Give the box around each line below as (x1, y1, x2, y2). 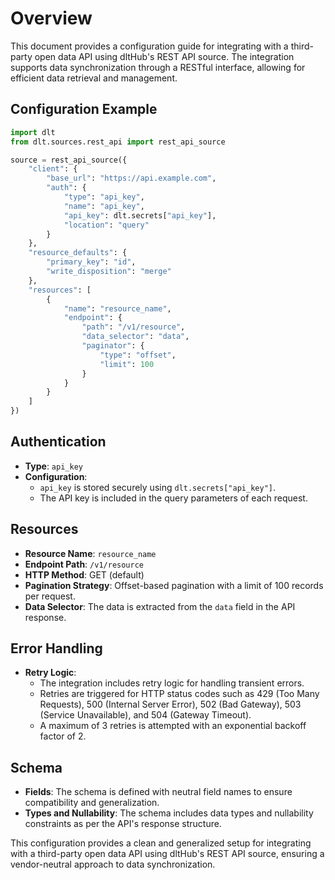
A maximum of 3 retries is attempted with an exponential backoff (39, 720, 307, 732)
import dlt (10, 127, 56, 137)
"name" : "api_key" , (63, 201, 145, 211)
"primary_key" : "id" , (46, 257, 137, 267)
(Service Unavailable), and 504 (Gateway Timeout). (39, 709, 252, 721)
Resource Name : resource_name (24, 547, 157, 559)
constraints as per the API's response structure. (24, 818, 222, 830)
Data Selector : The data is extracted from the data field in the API (24, 600, 296, 612)
